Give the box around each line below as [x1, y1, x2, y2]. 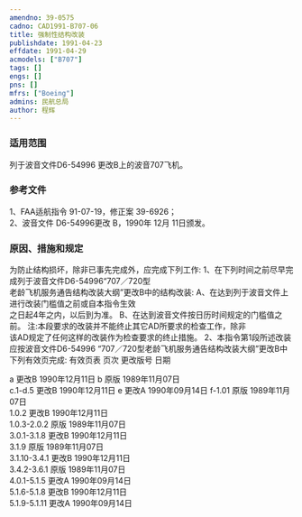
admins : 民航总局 [9, 97, 69, 106]
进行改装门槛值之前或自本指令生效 [9, 299, 136, 309]
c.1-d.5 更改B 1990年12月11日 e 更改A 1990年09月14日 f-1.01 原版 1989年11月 [9, 385, 291, 396]
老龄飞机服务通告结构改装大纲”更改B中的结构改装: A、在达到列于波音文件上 [9, 287, 288, 298]
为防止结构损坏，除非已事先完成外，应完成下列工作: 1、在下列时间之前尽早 [9, 264, 286, 275]
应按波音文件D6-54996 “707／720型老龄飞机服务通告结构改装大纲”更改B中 [9, 344, 288, 355]
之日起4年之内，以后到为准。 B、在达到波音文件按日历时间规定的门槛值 [9, 309, 275, 320]
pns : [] [9, 80, 39, 89]
